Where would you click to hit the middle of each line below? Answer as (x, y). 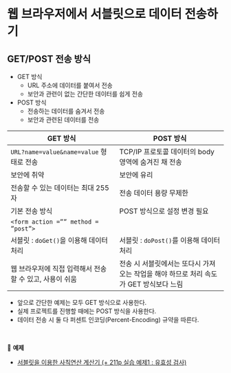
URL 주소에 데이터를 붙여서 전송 (70, 85)
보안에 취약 (27, 175)
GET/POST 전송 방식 (49, 59)
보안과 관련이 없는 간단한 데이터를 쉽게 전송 (85, 94)
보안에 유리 (136, 175)
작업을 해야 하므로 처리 (168, 274)
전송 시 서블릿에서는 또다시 (160, 264)
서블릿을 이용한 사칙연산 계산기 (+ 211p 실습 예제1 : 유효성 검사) (102, 362)
